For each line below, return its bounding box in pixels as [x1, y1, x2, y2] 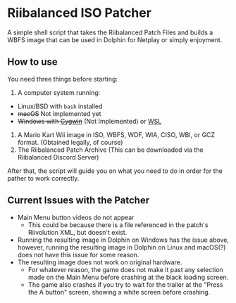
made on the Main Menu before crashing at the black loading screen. [27, 273, 229, 281]
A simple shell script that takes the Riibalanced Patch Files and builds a [7, 28, 213, 37]
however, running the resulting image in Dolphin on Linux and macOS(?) [17, 243, 226, 251]
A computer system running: [17, 88, 101, 96]
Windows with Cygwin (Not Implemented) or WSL [17, 117, 162, 125]
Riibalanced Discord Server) [17, 153, 99, 161]
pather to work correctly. [7, 174, 80, 182]
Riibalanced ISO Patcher [7, 5, 151, 21]
